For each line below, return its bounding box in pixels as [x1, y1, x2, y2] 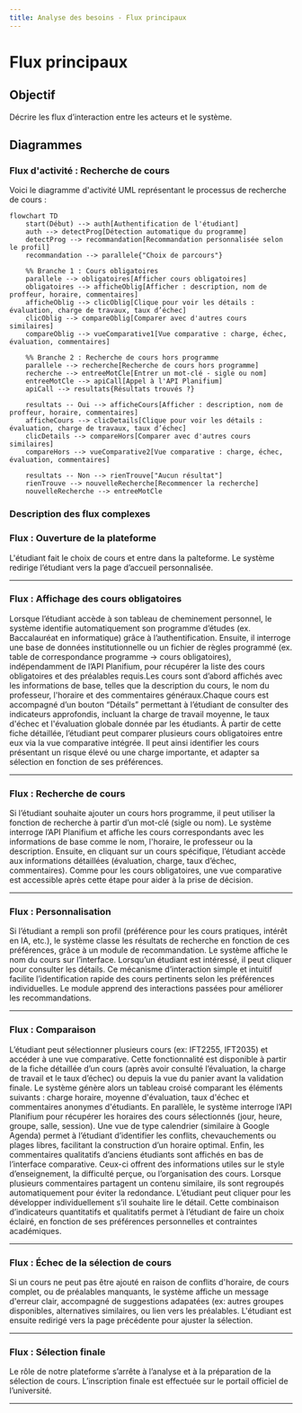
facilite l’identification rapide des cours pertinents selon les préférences [9, 973, 276, 984]
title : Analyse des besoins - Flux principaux [9, 13, 187, 22]
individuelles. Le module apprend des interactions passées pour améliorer [9, 983, 284, 994]
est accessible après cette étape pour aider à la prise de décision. [9, 875, 253, 885]
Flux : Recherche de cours [9, 787, 126, 800]
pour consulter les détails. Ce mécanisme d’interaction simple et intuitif [9, 964, 272, 975]
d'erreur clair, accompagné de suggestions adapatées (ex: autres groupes [9, 1296, 285, 1307]
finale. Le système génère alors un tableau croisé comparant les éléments [9, 1082, 283, 1093]
